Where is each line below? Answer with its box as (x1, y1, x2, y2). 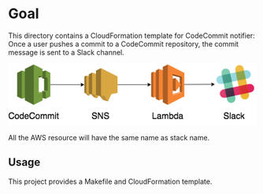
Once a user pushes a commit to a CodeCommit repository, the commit (8, 39, 239, 48)
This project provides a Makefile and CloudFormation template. (8, 177, 213, 186)
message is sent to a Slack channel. (8, 47, 124, 57)
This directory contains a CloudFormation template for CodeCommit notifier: (8, 31, 256, 40)
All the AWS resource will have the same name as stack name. (8, 133, 210, 143)
